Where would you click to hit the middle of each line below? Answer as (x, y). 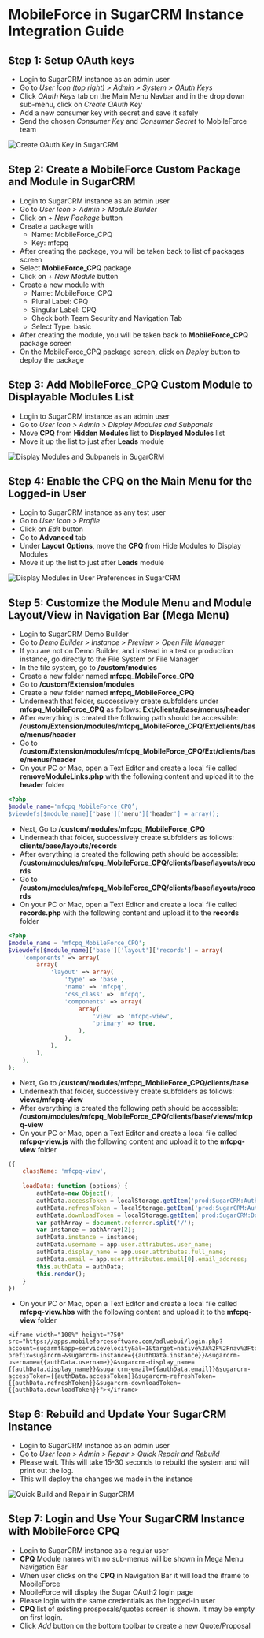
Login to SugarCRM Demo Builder (74, 634)
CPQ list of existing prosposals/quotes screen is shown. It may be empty (137, 1609)
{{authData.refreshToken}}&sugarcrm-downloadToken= (94, 1383)
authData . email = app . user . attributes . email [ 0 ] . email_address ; (142, 1259)
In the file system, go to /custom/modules (88, 668)
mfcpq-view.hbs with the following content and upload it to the (122, 1312)
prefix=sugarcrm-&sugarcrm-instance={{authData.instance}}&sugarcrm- (125, 1356)
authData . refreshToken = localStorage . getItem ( (115, 1208)
